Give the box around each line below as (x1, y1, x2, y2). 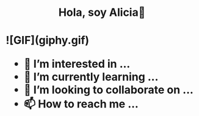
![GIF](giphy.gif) (5, 34, 90, 48)
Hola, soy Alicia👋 (58, 5, 146, 20)
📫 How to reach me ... (23, 97, 139, 111)
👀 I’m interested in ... (23, 57, 131, 71)
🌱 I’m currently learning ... (23, 70, 159, 84)
